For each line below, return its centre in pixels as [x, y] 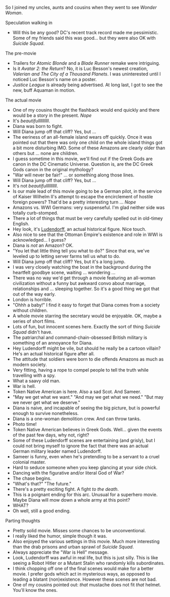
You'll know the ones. [35, 590]
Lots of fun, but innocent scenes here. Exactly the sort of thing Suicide [87, 327]
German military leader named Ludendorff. [57, 451]
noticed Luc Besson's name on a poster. [55, 79]
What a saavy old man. [37, 381]
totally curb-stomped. [35, 213]
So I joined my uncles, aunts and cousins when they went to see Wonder [81, 7]
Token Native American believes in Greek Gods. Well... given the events [87, 430]
